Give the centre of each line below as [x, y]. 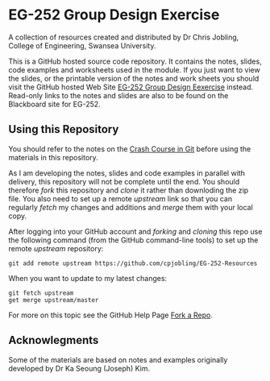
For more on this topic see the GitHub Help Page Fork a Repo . [111, 315]
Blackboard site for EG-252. [54, 104]
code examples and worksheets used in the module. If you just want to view [134, 69]
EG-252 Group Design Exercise [114, 15]
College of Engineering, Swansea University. [82, 45]
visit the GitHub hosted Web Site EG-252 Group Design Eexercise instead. [131, 87]
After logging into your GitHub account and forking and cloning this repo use [135, 231]
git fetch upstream [41, 293]
